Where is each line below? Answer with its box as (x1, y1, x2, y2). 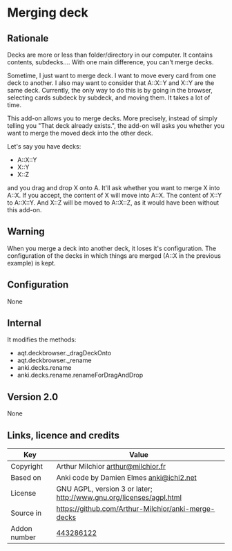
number (10, 532, 37, 542)
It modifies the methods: (7, 335, 77, 344)
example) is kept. (7, 259, 57, 267)
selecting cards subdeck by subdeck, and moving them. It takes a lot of (7, 93, 211, 102)
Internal (7, 317, 41, 329)
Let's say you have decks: (7, 142, 81, 150)
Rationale (7, 32, 49, 44)
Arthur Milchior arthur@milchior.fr (56, 462, 166, 471)
